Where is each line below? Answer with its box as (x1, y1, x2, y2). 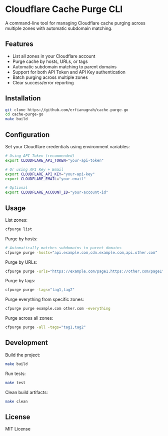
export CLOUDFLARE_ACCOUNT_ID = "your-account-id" (5, 190, 108, 195)
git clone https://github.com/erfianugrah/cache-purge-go (5, 107, 128, 112)
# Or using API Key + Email (5, 167, 64, 172)
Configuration (5, 130, 50, 139)
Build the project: (5, 352, 40, 358)
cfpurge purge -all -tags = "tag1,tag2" (5, 325, 86, 330)
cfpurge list (5, 226, 32, 232)
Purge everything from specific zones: (5, 296, 84, 303)
